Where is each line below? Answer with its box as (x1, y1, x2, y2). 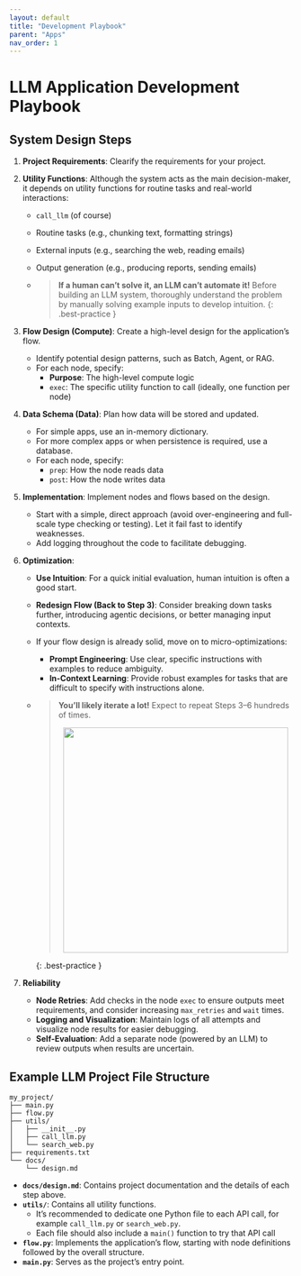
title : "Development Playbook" (9, 22, 127, 31)
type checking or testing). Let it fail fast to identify (58, 519, 243, 530)
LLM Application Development (9, 77, 240, 97)
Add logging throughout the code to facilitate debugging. (35, 538, 247, 549)
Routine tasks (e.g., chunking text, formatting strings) (35, 227, 234, 239)
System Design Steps (9, 132, 132, 147)
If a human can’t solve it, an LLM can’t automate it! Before (58, 280, 277, 291)
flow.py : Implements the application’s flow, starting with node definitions (22, 1237, 291, 1248)
